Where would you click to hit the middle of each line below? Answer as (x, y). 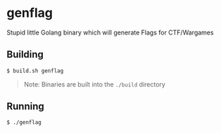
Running (26, 107)
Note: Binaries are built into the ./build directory (95, 84)
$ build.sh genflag (35, 71)
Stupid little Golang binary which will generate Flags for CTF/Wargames (110, 32)
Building (25, 55)
